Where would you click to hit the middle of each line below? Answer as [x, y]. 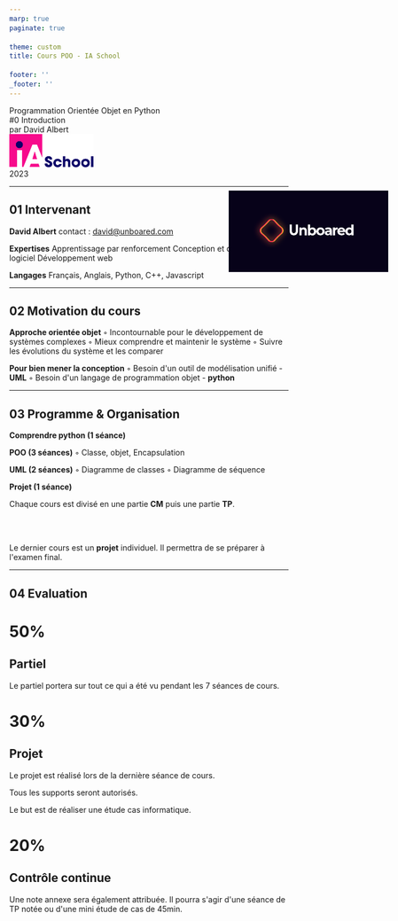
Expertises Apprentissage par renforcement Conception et [117, 248]
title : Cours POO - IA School [65, 56]
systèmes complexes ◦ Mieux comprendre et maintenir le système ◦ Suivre [146, 342]
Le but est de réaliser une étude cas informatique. [100, 809]
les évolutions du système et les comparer [86, 351]
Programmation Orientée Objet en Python [85, 110]
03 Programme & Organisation [94, 414]
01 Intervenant [50, 210]
